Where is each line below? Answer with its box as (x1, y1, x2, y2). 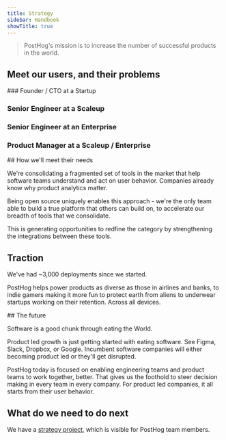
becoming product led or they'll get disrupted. (7, 352, 137, 361)
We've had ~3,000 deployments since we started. (7, 270, 147, 279)
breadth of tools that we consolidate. (7, 211, 111, 220)
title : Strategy (7, 10, 53, 17)
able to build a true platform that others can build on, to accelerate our (7, 205, 205, 213)
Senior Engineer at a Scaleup (7, 104, 105, 114)
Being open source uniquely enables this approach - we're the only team (7, 197, 212, 205)
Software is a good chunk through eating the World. (7, 324, 153, 333)
